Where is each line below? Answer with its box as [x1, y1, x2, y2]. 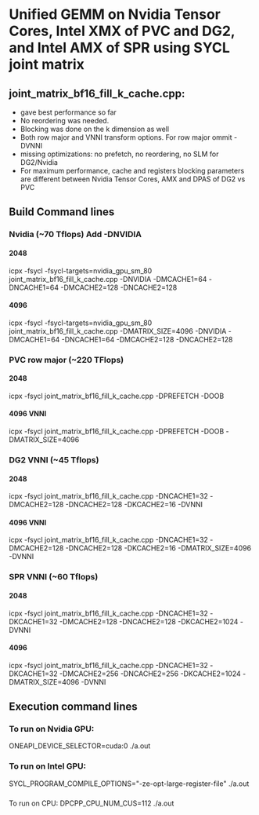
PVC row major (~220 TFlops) [9, 354, 124, 365]
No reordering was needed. [20, 116, 110, 125]
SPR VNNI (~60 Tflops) [9, 572, 99, 583]
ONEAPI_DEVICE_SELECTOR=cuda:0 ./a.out [9, 741, 151, 751]
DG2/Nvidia [20, 158, 58, 166]
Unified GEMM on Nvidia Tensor [9, 5, 221, 24]
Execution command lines [9, 700, 138, 714]
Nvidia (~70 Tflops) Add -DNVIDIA [9, 229, 142, 240]
